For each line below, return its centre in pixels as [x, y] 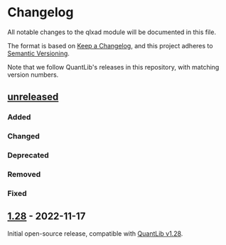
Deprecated [28, 156]
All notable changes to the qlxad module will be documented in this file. [112, 32]
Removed [24, 175]
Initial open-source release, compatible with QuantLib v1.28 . [95, 233]
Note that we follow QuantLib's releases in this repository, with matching [113, 67]
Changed [24, 136]
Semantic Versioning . [38, 53]
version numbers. [33, 75]
